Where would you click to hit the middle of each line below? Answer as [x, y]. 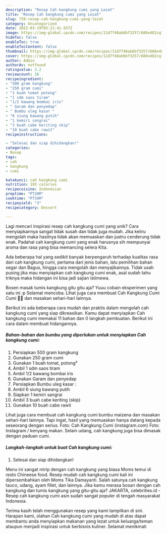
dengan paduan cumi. [28, 436]
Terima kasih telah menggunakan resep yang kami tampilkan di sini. [75, 511]
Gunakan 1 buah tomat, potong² [45, 363]
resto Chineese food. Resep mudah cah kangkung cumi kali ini [69, 475]
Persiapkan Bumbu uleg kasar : [44, 384]
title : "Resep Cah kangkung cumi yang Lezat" [53, 14]
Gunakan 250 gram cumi [38, 358]
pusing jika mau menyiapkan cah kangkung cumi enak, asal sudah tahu [78, 272]
